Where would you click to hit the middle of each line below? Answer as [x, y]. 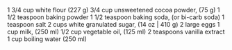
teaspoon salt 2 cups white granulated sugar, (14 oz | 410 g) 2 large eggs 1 [114, 24]
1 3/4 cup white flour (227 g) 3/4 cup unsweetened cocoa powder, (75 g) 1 [114, 10]
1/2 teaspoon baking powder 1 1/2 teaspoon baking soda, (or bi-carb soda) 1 [116, 17]
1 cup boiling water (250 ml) [47, 39]
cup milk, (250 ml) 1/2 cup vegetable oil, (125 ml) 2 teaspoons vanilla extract [116, 32]
